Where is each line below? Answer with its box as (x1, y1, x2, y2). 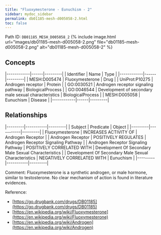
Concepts (5, 58, 35, 67)
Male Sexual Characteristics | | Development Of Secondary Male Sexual (5, 150, 148, 155)
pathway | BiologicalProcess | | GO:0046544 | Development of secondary (5, 87, 153, 93)
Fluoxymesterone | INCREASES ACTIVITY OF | (45, 129, 137, 135)
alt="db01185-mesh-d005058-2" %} (39, 44, 113, 50)
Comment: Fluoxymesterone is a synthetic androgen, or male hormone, (5, 169, 147, 175)
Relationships (5, 111, 48, 119)
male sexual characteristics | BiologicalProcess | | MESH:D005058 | (5, 92, 141, 98)
